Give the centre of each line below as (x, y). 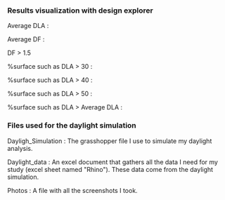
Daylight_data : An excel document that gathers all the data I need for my (112, 162)
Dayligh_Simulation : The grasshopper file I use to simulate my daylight (110, 141)
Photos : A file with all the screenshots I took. (73, 190)
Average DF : (26, 39)
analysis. (20, 148)
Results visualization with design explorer (80, 11)
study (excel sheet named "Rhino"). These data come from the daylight (110, 169)
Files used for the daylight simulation (72, 126)
